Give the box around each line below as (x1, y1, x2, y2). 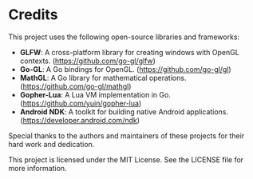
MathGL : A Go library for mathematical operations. (19, 73, 187, 82)
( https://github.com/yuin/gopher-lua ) (19, 98, 142, 108)
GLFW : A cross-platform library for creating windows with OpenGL (19, 47, 239, 57)
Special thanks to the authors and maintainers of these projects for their (8, 130, 245, 141)
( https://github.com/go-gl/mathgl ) (19, 82, 132, 91)
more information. (8, 163, 67, 173)
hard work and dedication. (8, 139, 95, 149)
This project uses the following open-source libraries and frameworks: (8, 32, 240, 42)
